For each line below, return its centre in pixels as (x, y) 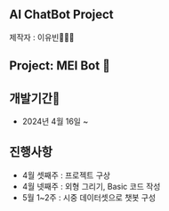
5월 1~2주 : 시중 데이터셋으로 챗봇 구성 (89, 197)
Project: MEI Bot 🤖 (60, 66)
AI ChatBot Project (61, 15)
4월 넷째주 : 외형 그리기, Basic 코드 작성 (91, 186)
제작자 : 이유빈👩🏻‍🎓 (42, 37)
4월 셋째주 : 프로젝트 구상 (66, 175)
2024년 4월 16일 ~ (55, 122)
